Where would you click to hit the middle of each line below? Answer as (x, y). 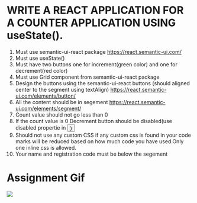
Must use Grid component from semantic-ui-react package (87, 77)
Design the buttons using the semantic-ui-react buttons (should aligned (102, 83)
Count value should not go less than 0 (62, 115)
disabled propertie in (41, 127)
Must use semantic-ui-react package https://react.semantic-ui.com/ (98, 51)
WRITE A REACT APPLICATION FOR (95, 10)
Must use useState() (40, 58)
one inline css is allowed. (46, 147)
